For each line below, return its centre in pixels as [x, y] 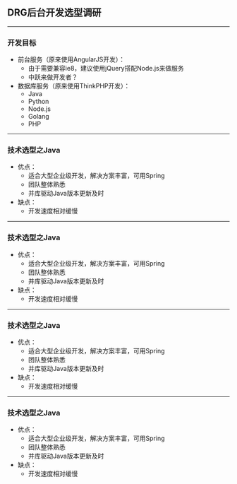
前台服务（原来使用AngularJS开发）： [71, 59]
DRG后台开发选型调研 [54, 13]
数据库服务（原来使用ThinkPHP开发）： [74, 86]
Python [38, 102]
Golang [38, 117]
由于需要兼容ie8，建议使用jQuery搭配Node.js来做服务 [106, 69]
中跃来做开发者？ [53, 77]
